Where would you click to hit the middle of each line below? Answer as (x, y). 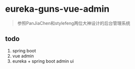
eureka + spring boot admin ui (43, 61)
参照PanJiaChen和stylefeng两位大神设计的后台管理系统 (74, 23)
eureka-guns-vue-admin (57, 9)
